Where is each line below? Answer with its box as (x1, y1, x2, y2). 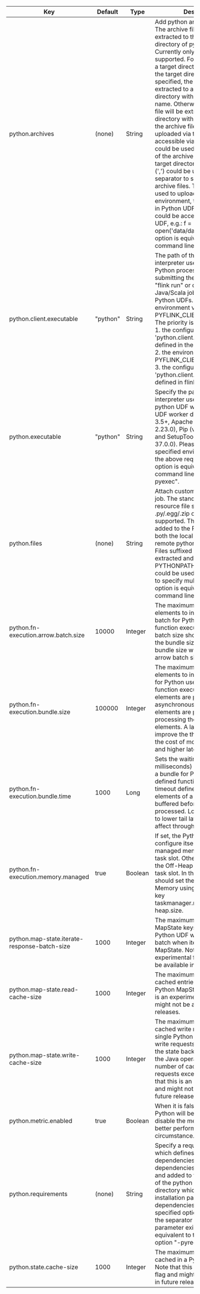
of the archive (154, 152, 193, 160)
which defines (154, 1149, 195, 1157)
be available (154, 961, 189, 969)
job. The (154, 495, 178, 503)
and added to (154, 1171, 192, 1179)
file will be (154, 107, 183, 115)
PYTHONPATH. (154, 562, 198, 569)
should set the (154, 877, 195, 885)
